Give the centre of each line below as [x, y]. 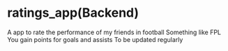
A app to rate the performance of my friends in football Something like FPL [114, 32]
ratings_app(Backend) [73, 13]
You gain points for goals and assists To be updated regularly [95, 39]
